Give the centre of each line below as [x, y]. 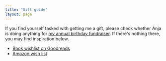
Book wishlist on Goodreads [41, 48]
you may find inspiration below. [37, 39]
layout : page [19, 14]
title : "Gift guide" [27, 10]
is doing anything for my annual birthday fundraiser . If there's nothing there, [83, 33]
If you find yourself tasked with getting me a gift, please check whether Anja [83, 28]
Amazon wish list [30, 53]
